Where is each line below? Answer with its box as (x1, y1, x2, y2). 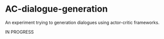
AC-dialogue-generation (5, 3, 108, 15)
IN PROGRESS (5, 29, 34, 35)
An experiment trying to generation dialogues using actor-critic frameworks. (5, 19, 160, 25)
